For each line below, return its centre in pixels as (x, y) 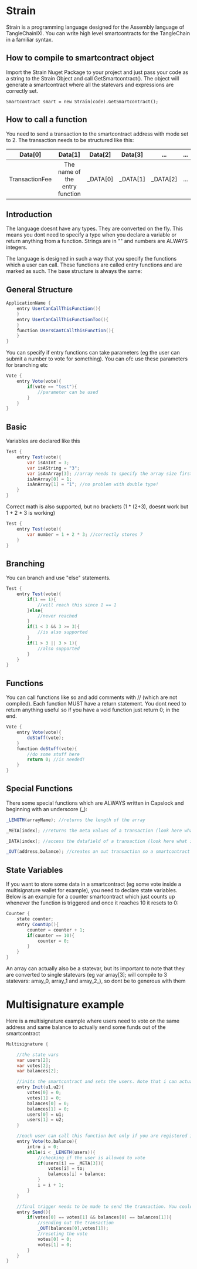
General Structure (40, 290)
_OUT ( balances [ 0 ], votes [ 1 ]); (73, 1228)
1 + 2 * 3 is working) (31, 513)
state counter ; (35, 919)
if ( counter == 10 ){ (51, 935)
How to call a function (47, 119)
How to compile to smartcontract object (80, 58)
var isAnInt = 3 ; (48, 463)
